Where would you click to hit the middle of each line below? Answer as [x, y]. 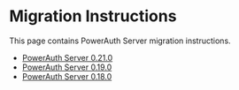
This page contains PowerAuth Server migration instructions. [120, 41]
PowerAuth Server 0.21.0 [67, 57]
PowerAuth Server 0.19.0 [67, 67]
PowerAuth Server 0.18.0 [67, 76]
